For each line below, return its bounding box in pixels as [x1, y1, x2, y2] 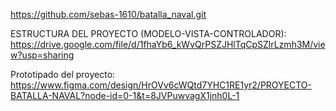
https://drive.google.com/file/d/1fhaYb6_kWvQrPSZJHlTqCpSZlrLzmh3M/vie [10, 39, 326, 50]
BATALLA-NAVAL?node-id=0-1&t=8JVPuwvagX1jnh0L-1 [10, 90, 240, 101]
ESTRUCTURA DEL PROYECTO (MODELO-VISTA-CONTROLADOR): [10, 28, 287, 39]
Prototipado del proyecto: [10, 69, 116, 80]
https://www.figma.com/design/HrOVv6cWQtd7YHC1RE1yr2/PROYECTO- [10, 79, 313, 91]
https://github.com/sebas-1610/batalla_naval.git [10, 9, 207, 20]
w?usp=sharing [10, 49, 75, 61]
